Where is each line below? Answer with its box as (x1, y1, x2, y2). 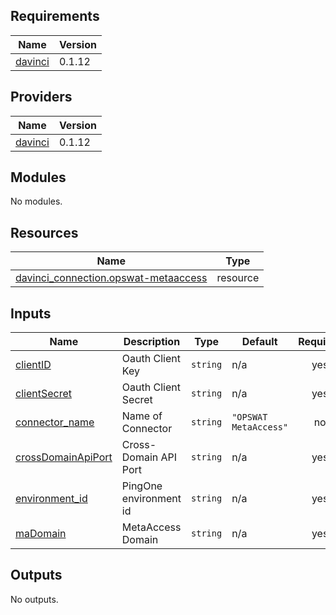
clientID (15, 358, 52, 372)
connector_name (15, 415, 95, 429)
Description (123, 335, 181, 349)
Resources (10, 224, 79, 241)
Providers (10, 89, 73, 106)
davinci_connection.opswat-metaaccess (15, 271, 208, 285)
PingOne (121, 479, 163, 493)
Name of (121, 409, 163, 423)
